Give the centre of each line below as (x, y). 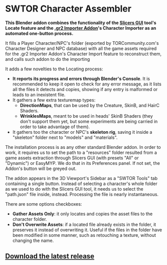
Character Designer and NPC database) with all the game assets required (81, 48)
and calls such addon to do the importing (48, 59)
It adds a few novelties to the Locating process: (54, 69)
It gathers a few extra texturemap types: (54, 100)
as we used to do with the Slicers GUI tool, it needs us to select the (74, 189)
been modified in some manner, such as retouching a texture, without (84, 235)
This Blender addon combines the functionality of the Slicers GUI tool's (81, 23)
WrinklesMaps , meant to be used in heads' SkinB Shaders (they (86, 116)
